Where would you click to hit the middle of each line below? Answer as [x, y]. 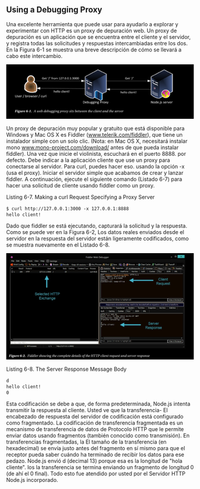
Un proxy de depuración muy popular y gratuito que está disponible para [96, 128]
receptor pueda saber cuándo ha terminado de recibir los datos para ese [95, 455]
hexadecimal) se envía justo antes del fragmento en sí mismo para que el [96, 448]
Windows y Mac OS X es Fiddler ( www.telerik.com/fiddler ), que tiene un [94, 135]
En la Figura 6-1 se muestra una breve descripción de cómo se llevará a [94, 50]
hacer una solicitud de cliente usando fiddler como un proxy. [80, 186]
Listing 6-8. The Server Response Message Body [66, 369]
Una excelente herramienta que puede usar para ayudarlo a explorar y [92, 24]
